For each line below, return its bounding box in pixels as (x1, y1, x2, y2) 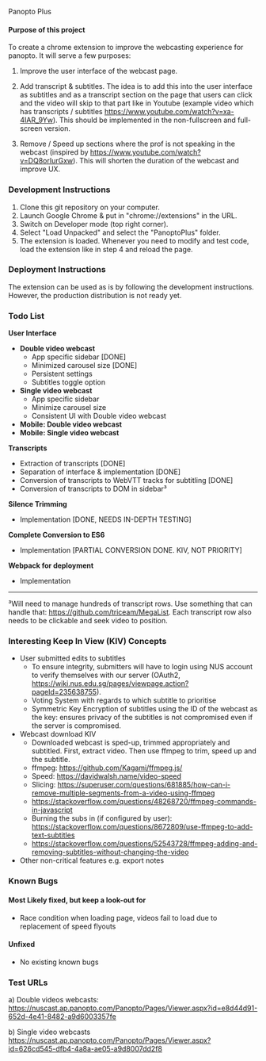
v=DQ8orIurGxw (19, 156, 74, 166)
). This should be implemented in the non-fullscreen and (52, 115, 236, 125)
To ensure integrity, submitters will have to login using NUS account (31, 662, 253, 672)
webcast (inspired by (19, 147, 89, 157)
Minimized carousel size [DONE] (31, 361, 138, 370)
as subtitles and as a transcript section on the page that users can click (19, 90, 253, 100)
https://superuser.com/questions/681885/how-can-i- (57, 780, 231, 790)
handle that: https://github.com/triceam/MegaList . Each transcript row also (8, 607, 252, 617)
